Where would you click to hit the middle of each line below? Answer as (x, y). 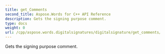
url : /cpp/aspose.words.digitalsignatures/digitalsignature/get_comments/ (83, 32)
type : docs (16, 23)
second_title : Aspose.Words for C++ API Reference (58, 14)
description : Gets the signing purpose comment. (56, 19)
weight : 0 (15, 28)
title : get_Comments (26, 10)
